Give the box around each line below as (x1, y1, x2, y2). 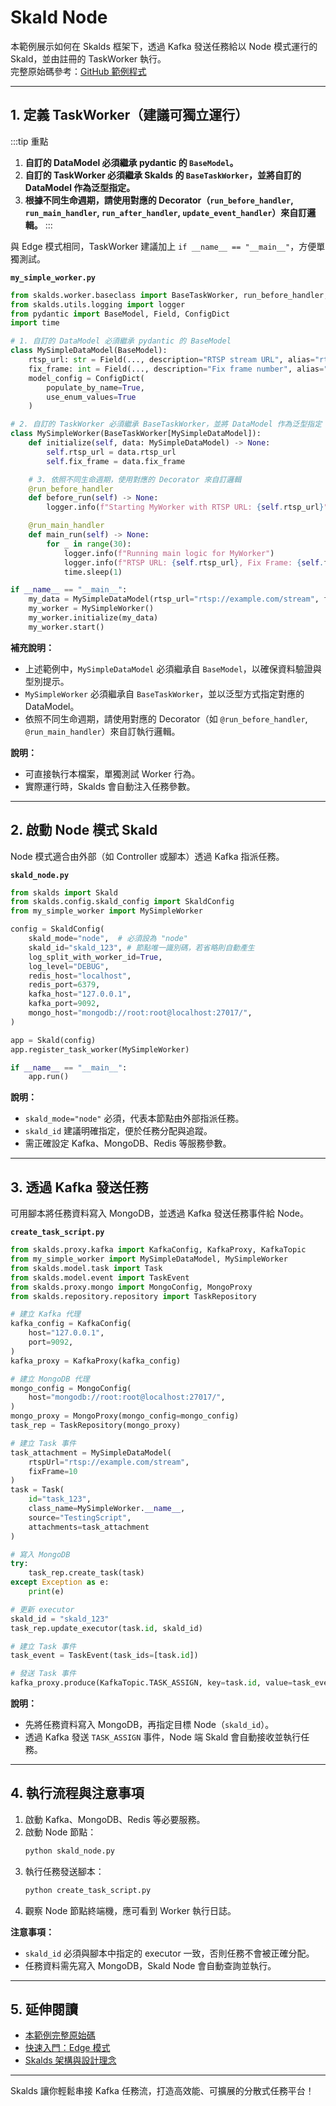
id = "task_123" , (28, 1494, 92, 1505)
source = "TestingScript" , (28, 1512, 132, 1523)
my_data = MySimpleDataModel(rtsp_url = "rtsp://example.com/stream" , (28, 594, 320, 605)
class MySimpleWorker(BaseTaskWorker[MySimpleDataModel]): (10, 429, 262, 439)
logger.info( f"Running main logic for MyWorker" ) (63, 548, 275, 558)
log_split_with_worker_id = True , (28, 952, 163, 962)
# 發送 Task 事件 (10, 1669, 77, 1679)
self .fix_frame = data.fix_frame (46, 456, 186, 466)
